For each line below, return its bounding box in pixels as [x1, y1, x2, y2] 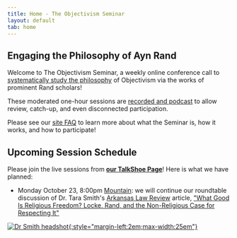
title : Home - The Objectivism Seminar [7, 10, 125, 18]
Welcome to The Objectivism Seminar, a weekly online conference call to [7, 69, 220, 77]
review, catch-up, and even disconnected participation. [7, 105, 168, 113]
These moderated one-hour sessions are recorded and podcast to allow [7, 97, 217, 106]
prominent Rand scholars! [7, 83, 83, 92]
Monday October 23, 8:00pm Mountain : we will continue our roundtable [17, 186, 227, 194]
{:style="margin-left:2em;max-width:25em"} [68, 222, 198, 230]
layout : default [7, 17, 55, 24]
